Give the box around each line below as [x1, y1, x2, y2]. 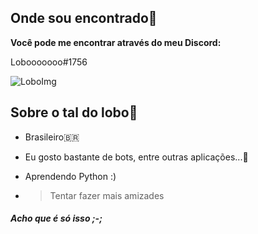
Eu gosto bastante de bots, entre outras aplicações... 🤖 [24, 151, 249, 163]
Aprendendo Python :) [24, 170, 117, 182]
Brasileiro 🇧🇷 [24, 131, 80, 143]
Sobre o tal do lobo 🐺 [10, 104, 138, 121]
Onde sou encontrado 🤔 [10, 10, 158, 27]
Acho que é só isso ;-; [10, 212, 103, 225]
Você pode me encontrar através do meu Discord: [10, 36, 222, 48]
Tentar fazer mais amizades [49, 189, 165, 201]
